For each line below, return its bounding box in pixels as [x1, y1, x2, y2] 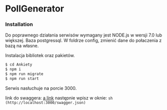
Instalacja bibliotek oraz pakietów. [5, 52, 75, 58]
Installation [5, 21, 33, 28]
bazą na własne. [5, 43, 39, 49]
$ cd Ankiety [5, 62, 32, 67]
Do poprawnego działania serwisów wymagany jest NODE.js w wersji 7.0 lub [5, 32, 162, 38]
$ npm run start [5, 76, 39, 81]
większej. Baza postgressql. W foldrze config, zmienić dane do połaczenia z [5, 37, 162, 43]
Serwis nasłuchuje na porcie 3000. [5, 85, 77, 91]
